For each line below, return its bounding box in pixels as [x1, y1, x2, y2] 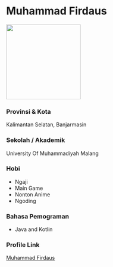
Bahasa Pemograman [6, 212, 70, 220]
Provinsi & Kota [6, 107, 52, 116]
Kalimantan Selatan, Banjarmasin [6, 121, 87, 128]
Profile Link [6, 241, 40, 249]
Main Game [14, 184, 43, 192]
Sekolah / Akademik [6, 136, 65, 144]
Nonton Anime [14, 190, 51, 198]
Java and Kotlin [14, 226, 53, 233]
